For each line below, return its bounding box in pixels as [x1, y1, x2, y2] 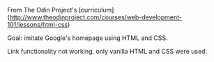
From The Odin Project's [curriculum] [7, 6, 114, 14]
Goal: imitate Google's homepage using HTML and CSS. [7, 34, 169, 42]
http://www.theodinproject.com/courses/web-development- [9, 13, 183, 21]
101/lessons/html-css [7, 21, 68, 28]
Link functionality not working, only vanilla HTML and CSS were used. [7, 48, 208, 55]
